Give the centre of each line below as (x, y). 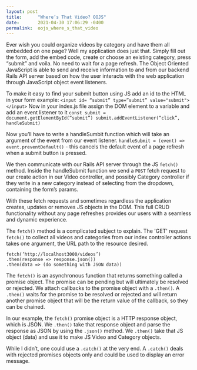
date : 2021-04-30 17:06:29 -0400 (55, 22)
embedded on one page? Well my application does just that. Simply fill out (96, 51)
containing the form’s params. (42, 190)
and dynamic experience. (37, 220)
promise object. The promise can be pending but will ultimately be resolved (97, 282)
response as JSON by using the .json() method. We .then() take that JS (95, 331)
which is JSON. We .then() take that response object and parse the (88, 325)
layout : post (22, 11)
